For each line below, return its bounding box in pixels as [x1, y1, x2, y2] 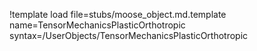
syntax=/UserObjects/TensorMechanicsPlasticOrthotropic [9, 30, 249, 41]
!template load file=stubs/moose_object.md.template [9, 9, 227, 20]
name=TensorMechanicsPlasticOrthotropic [9, 19, 186, 31]
